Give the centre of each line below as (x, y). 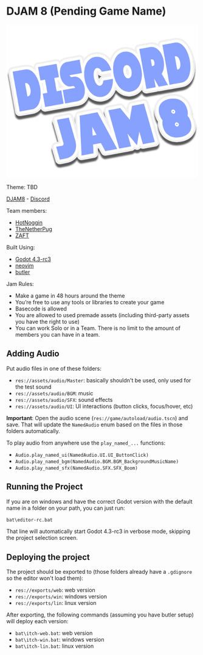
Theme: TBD (22, 187)
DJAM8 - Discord (28, 199)
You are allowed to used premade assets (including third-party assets (102, 315)
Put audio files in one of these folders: (54, 368)
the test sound (33, 387)
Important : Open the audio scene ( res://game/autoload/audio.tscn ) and (97, 418)
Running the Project (45, 487)
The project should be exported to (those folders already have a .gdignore (99, 572)
